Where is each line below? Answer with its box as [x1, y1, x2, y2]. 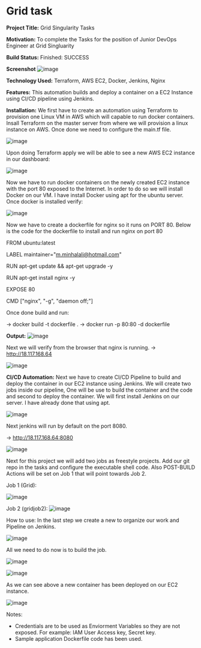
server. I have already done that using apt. [6, 399, 110, 406]
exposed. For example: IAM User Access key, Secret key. [14, 629, 156, 636]
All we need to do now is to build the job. [6, 546, 107, 553]
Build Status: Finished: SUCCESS [6, 53, 89, 61]
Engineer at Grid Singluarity [6, 42, 74, 49]
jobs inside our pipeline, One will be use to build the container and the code [6, 386, 193, 393]
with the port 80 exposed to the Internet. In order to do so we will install [6, 185, 183, 192]
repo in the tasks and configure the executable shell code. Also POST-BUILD [6, 464, 196, 471]
